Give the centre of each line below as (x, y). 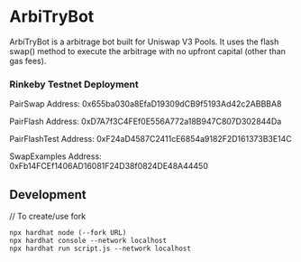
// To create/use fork (48, 216)
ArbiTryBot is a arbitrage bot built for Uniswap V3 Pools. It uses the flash (144, 42)
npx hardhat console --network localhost (88, 241)
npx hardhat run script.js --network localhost (100, 249)
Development (48, 195)
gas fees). (28, 61)
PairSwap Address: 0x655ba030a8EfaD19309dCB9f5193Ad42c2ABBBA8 (146, 104)
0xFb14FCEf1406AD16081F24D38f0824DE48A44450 (109, 166)
